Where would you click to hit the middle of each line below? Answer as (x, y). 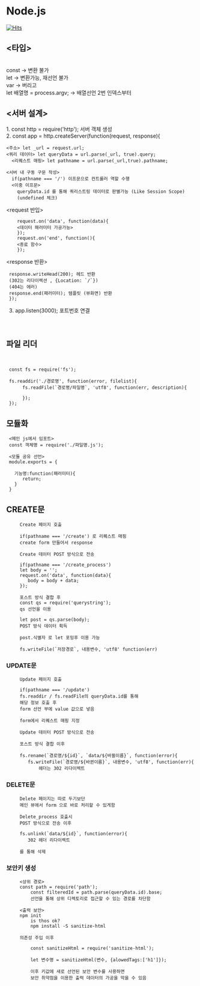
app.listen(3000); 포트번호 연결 (52, 310)
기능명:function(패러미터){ (45, 474)
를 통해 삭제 (33, 851)
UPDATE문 (22, 665)
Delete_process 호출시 (46, 817)
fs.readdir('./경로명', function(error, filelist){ (73, 382)
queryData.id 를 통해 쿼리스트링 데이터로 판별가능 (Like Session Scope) (101, 191)
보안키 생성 (21, 868)
